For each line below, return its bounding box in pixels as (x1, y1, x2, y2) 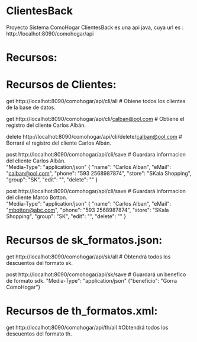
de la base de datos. (6, 104, 56, 111)
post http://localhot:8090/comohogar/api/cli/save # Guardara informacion (6, 151, 186, 158)
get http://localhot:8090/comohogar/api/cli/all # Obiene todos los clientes (6, 98, 186, 105)
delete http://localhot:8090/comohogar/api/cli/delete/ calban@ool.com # (6, 133, 182, 140)
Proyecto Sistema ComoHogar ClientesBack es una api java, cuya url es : (6, 24, 184, 31)
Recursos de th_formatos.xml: (6, 304, 158, 318)
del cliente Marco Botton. (6, 194, 67, 201)
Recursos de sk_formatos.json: (6, 234, 163, 247)
